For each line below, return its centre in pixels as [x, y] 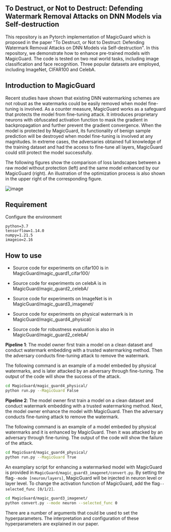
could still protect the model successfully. [49, 152]
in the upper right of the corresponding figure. [54, 178]
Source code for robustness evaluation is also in [63, 330]
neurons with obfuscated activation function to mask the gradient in [77, 119]
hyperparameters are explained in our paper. [52, 524]
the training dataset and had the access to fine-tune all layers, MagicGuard [84, 147]
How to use [23, 255]
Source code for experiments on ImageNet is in [62, 299]
